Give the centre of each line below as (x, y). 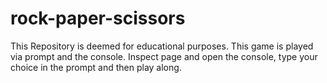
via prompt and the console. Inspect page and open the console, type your (164, 56)
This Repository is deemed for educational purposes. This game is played (162, 46)
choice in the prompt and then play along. (96, 67)
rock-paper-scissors (98, 18)
